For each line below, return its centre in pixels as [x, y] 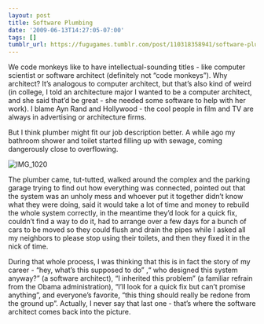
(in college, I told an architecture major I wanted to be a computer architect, [130, 92]
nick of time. [28, 247]
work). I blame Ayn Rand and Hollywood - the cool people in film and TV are [131, 109]
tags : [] [22, 37]
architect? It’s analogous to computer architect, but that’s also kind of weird [130, 84]
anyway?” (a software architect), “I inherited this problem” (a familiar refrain [130, 278]
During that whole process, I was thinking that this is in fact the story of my [129, 262]
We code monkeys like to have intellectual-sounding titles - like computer [127, 67]
